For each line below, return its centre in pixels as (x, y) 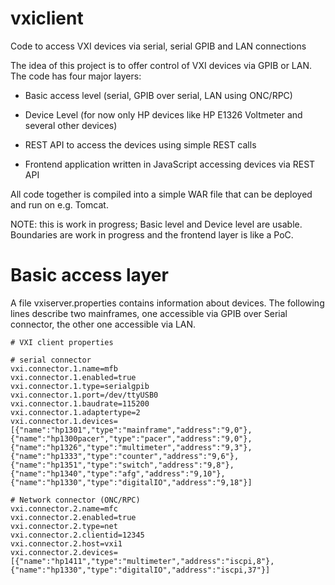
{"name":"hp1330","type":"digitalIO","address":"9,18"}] (131, 482)
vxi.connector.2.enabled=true (73, 517)
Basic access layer (89, 275)
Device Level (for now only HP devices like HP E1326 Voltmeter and (163, 114)
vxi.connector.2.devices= (64, 552)
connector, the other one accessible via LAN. (103, 324)
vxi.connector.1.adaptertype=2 (75, 412)
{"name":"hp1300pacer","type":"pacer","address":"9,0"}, (131, 438)
